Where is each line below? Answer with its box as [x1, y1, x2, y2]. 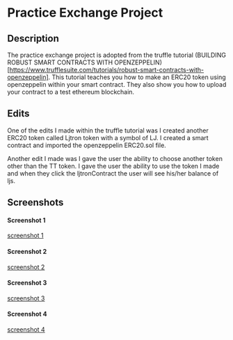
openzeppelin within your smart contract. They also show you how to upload [7, 80, 227, 88]
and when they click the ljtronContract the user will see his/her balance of [7, 169, 219, 178]
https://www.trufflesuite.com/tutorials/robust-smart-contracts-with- [9, 66, 204, 74]
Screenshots [7, 196, 64, 209]
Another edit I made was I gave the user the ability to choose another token [7, 154, 223, 162]
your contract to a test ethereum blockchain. [7, 88, 134, 96]
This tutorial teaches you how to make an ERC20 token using [51, 73, 226, 81]
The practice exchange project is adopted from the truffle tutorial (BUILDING [7, 51, 226, 59]
